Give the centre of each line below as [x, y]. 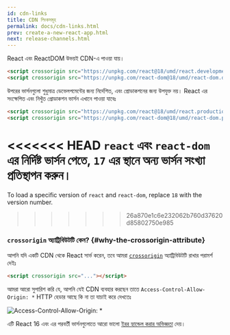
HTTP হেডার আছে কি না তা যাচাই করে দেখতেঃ [84, 297]
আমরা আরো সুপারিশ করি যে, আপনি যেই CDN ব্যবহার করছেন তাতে [73, 289]
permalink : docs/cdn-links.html [53, 26]
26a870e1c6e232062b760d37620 [175, 215]
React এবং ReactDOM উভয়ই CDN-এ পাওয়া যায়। [66, 58]
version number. [30, 202]
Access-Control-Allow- [173, 289]
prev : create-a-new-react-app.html [58, 33]
